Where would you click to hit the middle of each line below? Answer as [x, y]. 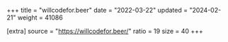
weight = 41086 [40, 17]
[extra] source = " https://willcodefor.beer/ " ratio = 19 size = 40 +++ [105, 31]
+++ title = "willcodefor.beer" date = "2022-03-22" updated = [97, 10]
